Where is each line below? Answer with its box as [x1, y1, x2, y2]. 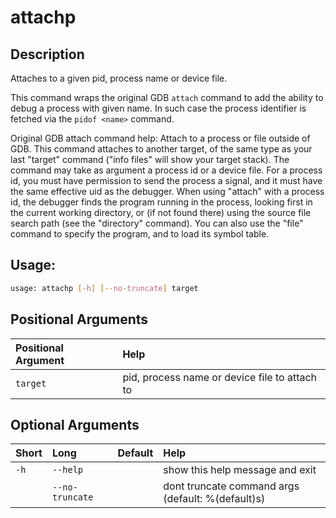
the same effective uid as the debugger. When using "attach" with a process [10, 186, 325, 197]
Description [10, 46, 85, 63]
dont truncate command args [163, 479, 300, 493]
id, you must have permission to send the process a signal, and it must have [10, 175, 323, 186]
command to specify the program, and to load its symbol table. [10, 228, 270, 240]
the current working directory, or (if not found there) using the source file [10, 207, 312, 218]
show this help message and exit [163, 463, 317, 477]
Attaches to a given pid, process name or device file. [10, 72, 228, 84]
